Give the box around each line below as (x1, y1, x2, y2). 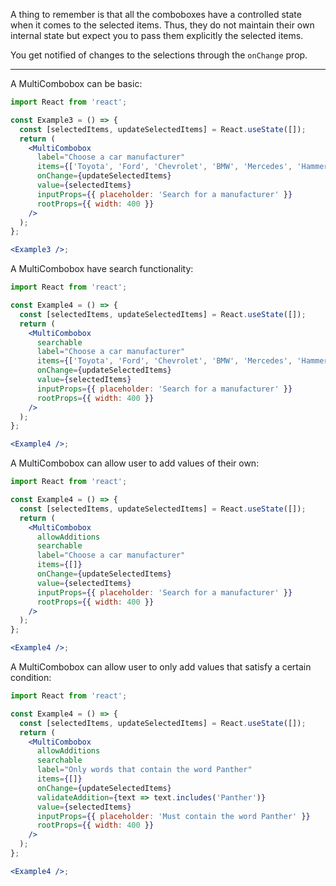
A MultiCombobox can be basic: (10, 78, 143, 89)
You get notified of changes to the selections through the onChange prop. (10, 49, 308, 61)
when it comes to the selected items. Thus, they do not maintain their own (10, 19, 315, 31)
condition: (10, 672, 52, 683)
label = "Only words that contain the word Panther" (36, 765, 253, 775)
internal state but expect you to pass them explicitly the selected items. (10, 30, 304, 41)
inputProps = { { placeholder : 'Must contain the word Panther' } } (36, 811, 311, 821)
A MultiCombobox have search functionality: (10, 263, 194, 275)
